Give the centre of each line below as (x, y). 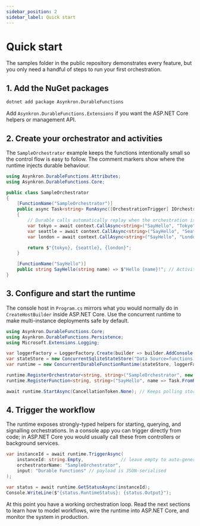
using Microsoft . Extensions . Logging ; (53, 343)
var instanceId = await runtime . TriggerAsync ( (65, 454)
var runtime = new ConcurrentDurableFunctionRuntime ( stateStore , (89, 365)
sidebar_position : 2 (32, 12)
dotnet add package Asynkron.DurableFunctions (65, 102)
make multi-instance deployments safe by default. (68, 320)
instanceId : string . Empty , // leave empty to (92, 460)
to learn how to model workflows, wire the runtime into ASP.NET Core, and (98, 511)
